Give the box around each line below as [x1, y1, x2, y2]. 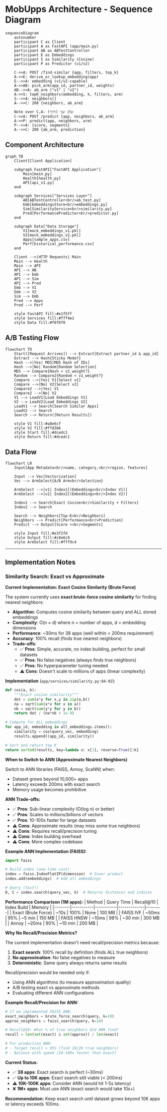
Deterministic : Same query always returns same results [12, 960, 127, 966]
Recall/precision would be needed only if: [5, 969, 90, 975]
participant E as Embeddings [14, 52, 75, 57]
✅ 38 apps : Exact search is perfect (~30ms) [12, 1069, 103, 1075]
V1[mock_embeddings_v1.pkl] [23, 228, 81, 233]
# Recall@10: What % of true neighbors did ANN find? [5, 1028, 119, 1033]
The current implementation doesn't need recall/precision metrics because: [5, 939, 160, 945]
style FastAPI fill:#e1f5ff [14, 311, 72, 316]
